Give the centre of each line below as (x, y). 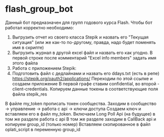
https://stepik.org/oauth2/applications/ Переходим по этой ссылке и (82, 78)
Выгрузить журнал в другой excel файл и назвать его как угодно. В (82, 53)
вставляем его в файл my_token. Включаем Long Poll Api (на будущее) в (80, 114)
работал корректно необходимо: (40, 27)
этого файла (25, 63)
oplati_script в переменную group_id (43, 129)
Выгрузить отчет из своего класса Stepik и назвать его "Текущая (80, 37)
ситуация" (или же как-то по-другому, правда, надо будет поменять (84, 42)
